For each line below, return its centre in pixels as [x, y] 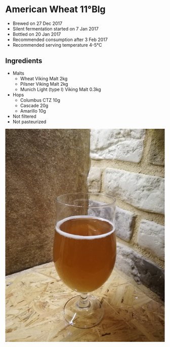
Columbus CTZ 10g [40, 100]
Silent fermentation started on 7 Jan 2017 [55, 28]
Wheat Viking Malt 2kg [44, 78]
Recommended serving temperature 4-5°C [57, 45]
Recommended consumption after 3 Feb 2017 [60, 40]
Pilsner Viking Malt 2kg [44, 84]
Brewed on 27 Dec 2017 [37, 23]
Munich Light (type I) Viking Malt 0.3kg [60, 89]
